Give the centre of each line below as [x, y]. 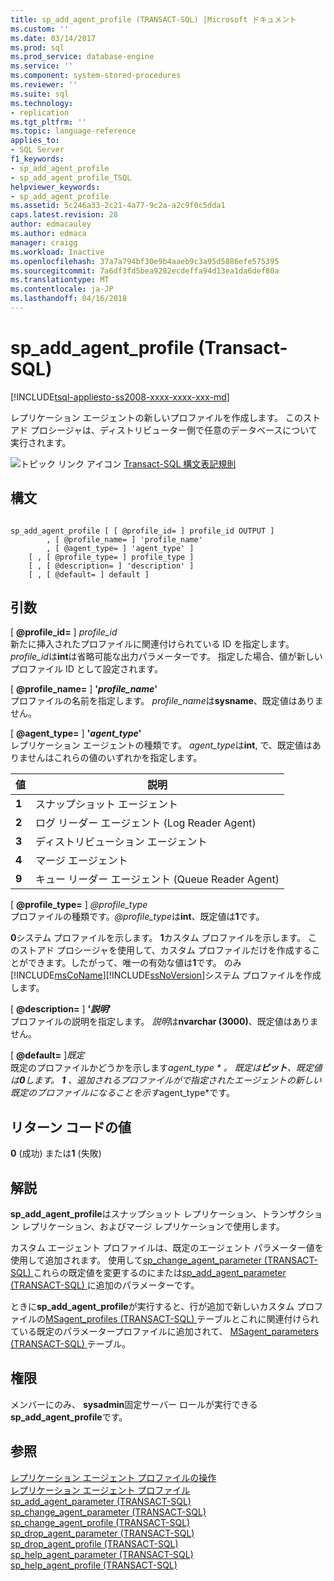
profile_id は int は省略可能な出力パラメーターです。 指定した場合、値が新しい [166, 657]
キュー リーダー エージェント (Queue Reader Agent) [157, 879]
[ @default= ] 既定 [47, 1055]
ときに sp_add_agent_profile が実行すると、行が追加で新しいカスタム [152, 1307]
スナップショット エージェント [106, 804]
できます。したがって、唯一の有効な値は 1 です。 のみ [134, 963]
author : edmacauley [51, 224]
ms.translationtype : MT [60, 280]
